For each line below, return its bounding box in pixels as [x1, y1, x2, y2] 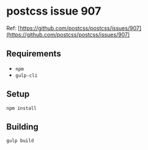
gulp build [6, 138, 34, 144]
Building [6, 121, 39, 132]
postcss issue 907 [6, 4, 102, 18]
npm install [6, 105, 37, 111]
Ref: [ [6, 24, 20, 32]
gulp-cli [15, 72, 38, 79]
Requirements [6, 49, 61, 59]
